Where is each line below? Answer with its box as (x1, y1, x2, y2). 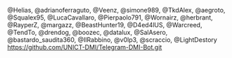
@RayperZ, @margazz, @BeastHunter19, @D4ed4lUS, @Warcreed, (7, 21, 202, 29)
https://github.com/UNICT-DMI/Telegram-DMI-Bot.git (7, 43, 162, 51)
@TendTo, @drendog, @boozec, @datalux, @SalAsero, (7, 28, 168, 36)
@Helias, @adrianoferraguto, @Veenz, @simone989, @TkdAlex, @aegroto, (7, 6, 226, 14)
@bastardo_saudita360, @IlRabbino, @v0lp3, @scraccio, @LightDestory (7, 36, 218, 44)
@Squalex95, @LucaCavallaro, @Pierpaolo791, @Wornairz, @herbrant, (7, 13, 213, 22)
